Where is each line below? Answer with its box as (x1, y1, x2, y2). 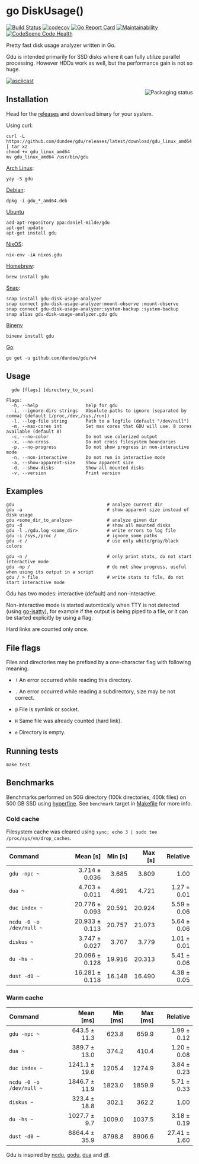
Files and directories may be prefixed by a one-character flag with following (6, 659, 191, 666)
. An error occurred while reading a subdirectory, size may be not (14, 688, 176, 695)
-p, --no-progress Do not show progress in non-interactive (11, 444, 190, 450)
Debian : (6, 186, 25, 194)
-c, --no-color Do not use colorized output (11, 433, 158, 440)
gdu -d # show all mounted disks (6, 522, 171, 529)
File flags (6, 643, 41, 653)
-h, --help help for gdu (11, 402, 118, 408)
